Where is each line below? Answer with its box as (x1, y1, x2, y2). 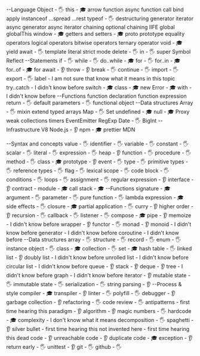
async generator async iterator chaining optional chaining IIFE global (6, 24, 175, 30)
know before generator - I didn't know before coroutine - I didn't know (6, 230, 179, 236)
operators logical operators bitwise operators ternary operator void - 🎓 (6, 39, 183, 46)
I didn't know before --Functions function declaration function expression (6, 92, 187, 100)
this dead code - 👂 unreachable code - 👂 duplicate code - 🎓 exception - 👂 (6, 335, 193, 341)
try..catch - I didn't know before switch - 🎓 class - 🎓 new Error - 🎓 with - (6, 84, 192, 91)
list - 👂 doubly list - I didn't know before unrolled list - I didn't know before (6, 254, 189, 261)
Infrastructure (6, 126, 40, 133)
